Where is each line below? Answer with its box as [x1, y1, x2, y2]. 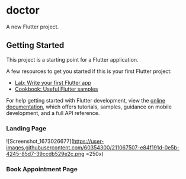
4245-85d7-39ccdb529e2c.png [6, 151, 85, 158]
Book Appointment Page [6, 165, 78, 173]
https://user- [73, 138, 104, 145]
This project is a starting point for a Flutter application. [6, 56, 139, 63]
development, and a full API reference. [6, 109, 100, 116]
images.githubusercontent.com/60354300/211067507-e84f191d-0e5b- [6, 144, 179, 151]
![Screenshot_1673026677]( [6, 138, 74, 145]
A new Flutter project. [6, 23, 59, 30]
